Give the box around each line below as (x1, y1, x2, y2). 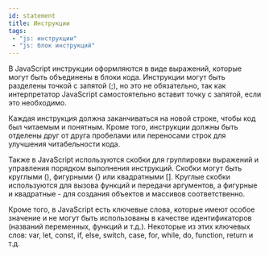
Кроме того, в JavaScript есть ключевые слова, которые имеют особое (8, 204, 255, 214)
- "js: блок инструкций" (11, 42, 95, 50)
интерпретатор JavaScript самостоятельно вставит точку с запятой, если (8, 89, 262, 99)
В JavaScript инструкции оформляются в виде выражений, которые (8, 64, 242, 73)
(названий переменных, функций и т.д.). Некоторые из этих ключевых (8, 222, 250, 232)
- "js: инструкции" (11, 34, 78, 43)
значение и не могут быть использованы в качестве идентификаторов (8, 213, 252, 223)
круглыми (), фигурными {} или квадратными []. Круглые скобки (8, 172, 231, 182)
